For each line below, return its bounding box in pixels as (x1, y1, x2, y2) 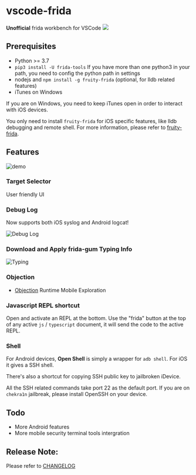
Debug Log (6, 205, 38, 213)
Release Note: (6, 447, 59, 457)
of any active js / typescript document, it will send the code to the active (6, 321, 184, 328)
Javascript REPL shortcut (6, 301, 80, 309)
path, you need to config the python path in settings (14, 70, 141, 77)
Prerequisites (6, 41, 56, 51)
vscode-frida (6, 4, 72, 18)
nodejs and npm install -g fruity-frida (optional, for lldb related (14, 75, 175, 83)
